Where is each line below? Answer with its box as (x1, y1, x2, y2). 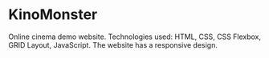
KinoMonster (8, 6, 98, 24)
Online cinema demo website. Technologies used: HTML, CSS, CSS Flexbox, (8, 32, 262, 41)
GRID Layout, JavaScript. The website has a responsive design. (8, 40, 218, 49)
